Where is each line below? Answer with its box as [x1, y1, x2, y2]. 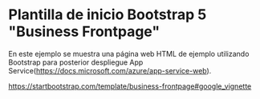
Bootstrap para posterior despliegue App [8, 57, 144, 67]
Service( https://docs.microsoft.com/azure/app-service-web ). [8, 65, 212, 75]
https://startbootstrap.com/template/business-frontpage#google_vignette [8, 81, 252, 91]
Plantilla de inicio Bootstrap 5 [8, 6, 207, 24]
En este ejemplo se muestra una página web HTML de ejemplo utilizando [8, 49, 250, 58]
